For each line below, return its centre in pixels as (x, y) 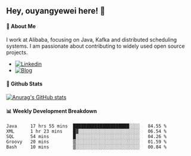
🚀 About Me (21, 26)
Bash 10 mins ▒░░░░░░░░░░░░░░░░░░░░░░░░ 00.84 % (87, 147)
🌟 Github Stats (24, 84)
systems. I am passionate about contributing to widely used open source (95, 46)
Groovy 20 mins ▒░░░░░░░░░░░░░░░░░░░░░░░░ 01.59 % (87, 142)
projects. (17, 52)
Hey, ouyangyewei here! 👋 (56, 11)
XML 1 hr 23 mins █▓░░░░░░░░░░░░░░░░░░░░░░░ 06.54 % (87, 131)
